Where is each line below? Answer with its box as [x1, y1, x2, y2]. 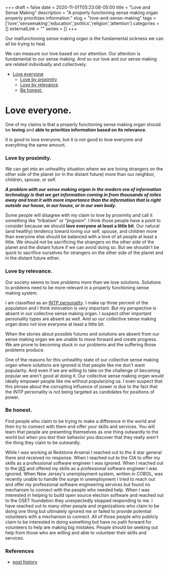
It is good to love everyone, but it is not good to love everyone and [5, 136, 142, 143]
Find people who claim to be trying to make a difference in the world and [5, 418, 156, 424]
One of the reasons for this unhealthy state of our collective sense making [5, 356, 159, 362]
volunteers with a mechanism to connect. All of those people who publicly [5, 514, 158, 520]
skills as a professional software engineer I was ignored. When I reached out [5, 460, 163, 466]
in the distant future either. [5, 255, 60, 261]
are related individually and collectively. [5, 61, 87, 67]
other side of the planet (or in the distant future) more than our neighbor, [5, 171, 155, 177]
